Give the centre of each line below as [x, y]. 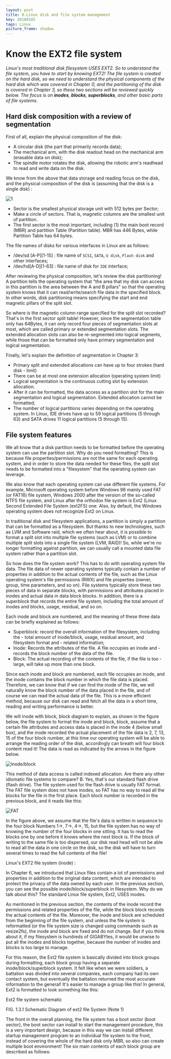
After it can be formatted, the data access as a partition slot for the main [89, 392]
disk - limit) [25, 370]
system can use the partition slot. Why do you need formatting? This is [80, 453]
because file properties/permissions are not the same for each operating [82, 458]
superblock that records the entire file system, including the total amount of [85, 601]
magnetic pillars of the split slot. [39, 303]
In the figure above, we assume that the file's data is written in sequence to [84, 820]
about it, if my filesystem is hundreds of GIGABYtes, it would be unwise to [83, 936]
